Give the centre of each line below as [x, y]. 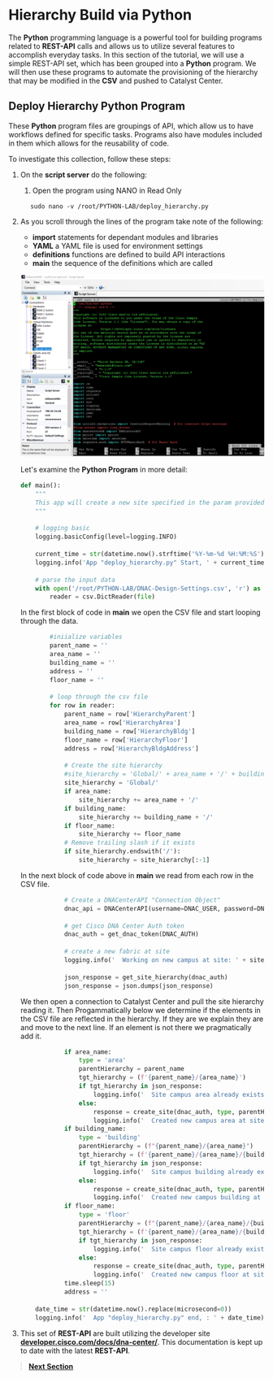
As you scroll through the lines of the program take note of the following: [142, 221]
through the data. [49, 621]
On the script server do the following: [84, 174]
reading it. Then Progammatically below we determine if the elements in [141, 1010]
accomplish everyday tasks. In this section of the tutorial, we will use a [126, 54]
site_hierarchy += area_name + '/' [139, 800]
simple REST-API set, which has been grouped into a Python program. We [132, 63]
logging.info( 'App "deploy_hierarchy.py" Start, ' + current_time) [152, 563]
